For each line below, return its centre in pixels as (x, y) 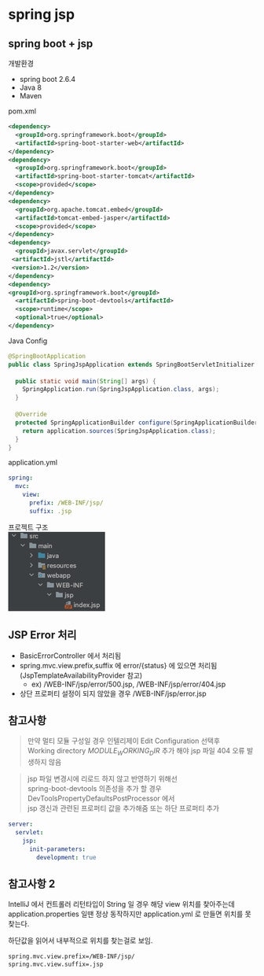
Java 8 (30, 87)
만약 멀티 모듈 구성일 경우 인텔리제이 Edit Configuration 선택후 (124, 741)
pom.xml (22, 111)
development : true (66, 857)
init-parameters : (57, 849)
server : (21, 824)
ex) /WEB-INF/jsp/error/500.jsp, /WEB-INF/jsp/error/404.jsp (128, 684)
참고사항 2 (32, 884)
